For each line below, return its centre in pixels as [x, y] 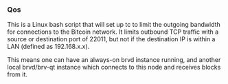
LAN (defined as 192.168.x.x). [48, 47]
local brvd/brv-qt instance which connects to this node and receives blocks [114, 67]
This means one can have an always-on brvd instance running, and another [114, 60]
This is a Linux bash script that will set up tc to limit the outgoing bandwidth [114, 25]
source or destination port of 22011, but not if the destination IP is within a [111, 39]
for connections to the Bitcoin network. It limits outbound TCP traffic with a [113, 32]
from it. [17, 74]
